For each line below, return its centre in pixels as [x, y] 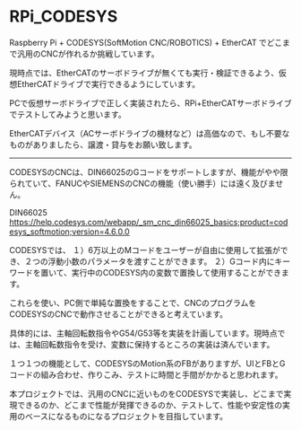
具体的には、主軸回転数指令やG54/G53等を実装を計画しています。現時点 [143, 333]
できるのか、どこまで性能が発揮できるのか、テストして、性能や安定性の [150, 405]
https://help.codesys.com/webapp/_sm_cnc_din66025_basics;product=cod [149, 222]
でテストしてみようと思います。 [68, 114]
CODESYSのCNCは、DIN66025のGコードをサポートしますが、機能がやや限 [149, 171]
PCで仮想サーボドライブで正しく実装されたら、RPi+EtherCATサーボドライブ [150, 103]
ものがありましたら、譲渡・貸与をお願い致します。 [103, 145]
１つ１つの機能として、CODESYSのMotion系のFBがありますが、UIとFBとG [147, 363]
